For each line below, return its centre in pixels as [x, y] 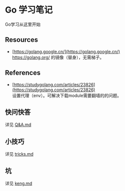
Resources [22, 40]
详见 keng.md [19, 183]
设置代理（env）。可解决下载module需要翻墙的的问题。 [67, 95]
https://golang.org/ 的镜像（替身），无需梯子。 [58, 57]
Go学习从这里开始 [23, 24]
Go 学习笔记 [29, 10]
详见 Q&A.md [18, 125]
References [23, 73]
